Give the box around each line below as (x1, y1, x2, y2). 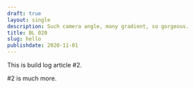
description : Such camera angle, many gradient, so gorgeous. (7, 23, 189, 30)
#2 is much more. (7, 74, 57, 82)
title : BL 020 (7, 29, 48, 36)
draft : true (7, 10, 41, 17)
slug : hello (7, 36, 41, 43)
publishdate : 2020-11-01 (7, 42, 78, 49)
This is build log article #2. (7, 61, 83, 69)
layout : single (7, 16, 51, 23)
